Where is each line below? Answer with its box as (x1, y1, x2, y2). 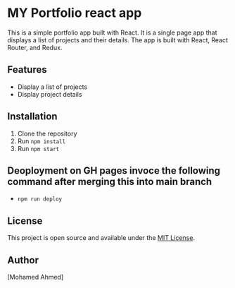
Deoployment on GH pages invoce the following (7, 164, 220, 176)
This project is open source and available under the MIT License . (7, 234, 196, 242)
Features (7, 64, 47, 76)
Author (7, 254, 39, 266)
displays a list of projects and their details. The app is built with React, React (7, 35, 229, 44)
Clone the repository (17, 129, 77, 138)
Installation (7, 111, 58, 123)
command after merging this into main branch (7, 175, 212, 188)
